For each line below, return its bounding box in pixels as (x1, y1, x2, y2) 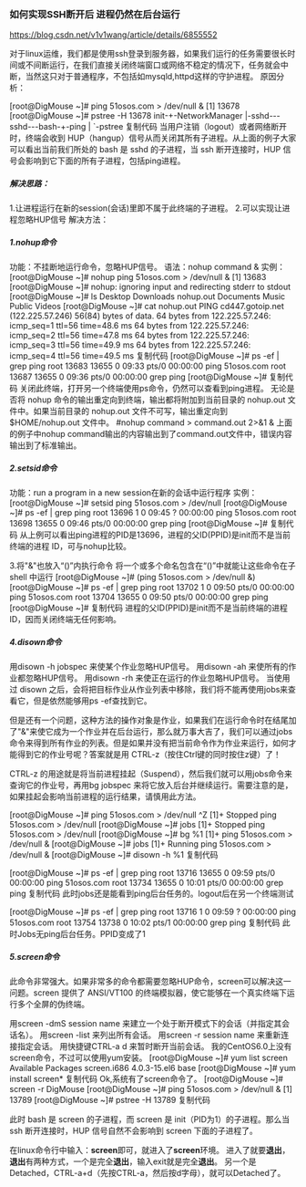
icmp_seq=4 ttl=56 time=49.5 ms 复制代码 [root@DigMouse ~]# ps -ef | (9, 350, 280, 361)
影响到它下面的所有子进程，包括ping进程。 (25, 155, 186, 166)
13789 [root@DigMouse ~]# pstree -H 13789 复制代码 (9, 1095, 211, 1106)
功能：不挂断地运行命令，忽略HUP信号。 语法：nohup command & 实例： (9, 262, 285, 273)
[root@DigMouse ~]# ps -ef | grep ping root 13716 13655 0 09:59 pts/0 (9, 868, 276, 879)
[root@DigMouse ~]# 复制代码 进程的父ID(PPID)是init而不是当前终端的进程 (9, 602, 289, 613)
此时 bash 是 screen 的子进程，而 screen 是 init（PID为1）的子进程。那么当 (9, 1114, 290, 1125)
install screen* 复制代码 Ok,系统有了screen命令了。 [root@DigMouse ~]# (9, 1074, 284, 1085)
